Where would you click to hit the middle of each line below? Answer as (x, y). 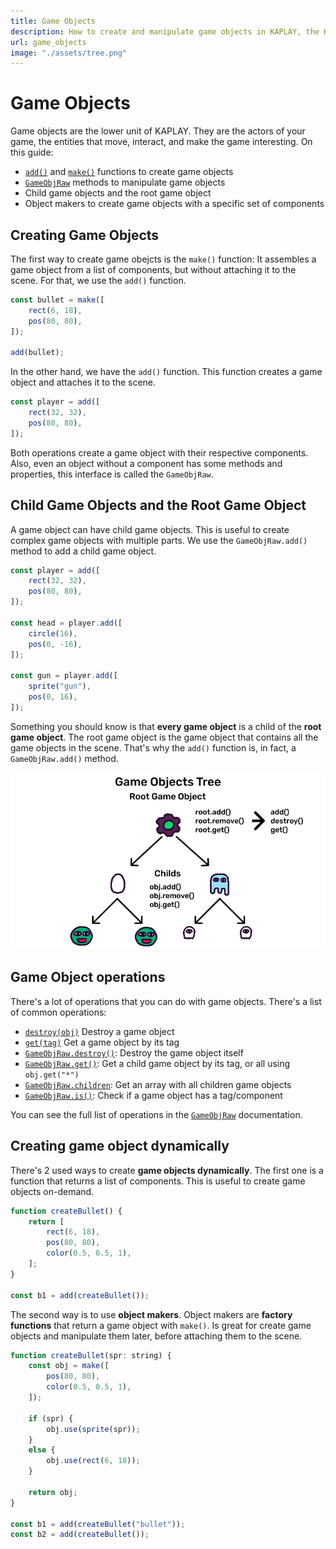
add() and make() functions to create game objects (129, 172)
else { (42, 1450)
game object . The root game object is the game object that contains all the (164, 737)
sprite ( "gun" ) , (60, 686)
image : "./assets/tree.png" (69, 53)
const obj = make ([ (69, 1366)
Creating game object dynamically (120, 1146)
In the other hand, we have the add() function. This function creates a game (166, 372)
